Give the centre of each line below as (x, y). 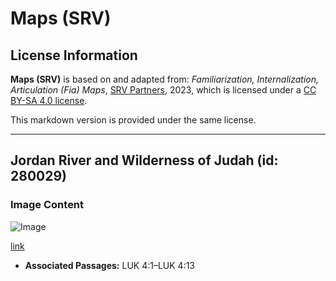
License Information (74, 55)
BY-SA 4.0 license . (49, 100)
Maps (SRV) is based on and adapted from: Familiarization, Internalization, (165, 79)
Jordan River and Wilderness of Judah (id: (144, 160)
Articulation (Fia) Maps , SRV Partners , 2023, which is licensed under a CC (163, 90)
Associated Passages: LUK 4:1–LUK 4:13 (110, 265)
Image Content (47, 205)
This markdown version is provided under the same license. (133, 120)
